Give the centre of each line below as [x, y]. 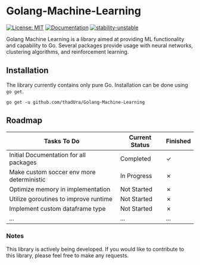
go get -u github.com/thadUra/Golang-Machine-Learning [76, 102]
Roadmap [24, 121]
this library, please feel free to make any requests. [68, 255]
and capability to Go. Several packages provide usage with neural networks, [100, 45]
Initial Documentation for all [48, 155]
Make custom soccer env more [53, 172]
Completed [135, 158]
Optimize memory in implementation [60, 189]
